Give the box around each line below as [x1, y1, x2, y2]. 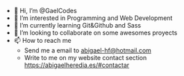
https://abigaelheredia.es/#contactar [24, 61, 130, 69]
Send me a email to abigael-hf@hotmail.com [24, 46, 151, 55]
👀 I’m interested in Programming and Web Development [13, 14, 173, 22]
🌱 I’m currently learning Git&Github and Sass [13, 21, 141, 29]
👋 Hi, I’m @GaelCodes [13, 7, 78, 15]
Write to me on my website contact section [24, 54, 147, 61]
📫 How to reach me [13, 37, 72, 44]
